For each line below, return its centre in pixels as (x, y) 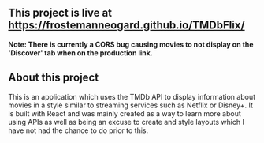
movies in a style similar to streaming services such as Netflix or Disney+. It (131, 105)
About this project (54, 78)
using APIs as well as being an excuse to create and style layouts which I (126, 122)
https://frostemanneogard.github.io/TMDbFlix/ (127, 26)
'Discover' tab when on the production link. (81, 53)
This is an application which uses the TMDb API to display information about (132, 96)
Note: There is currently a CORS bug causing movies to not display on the (131, 44)
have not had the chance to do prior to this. (78, 130)
